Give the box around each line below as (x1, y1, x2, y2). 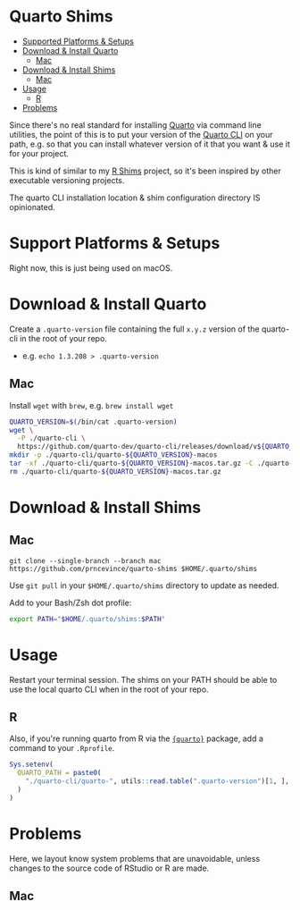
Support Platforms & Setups (9, 233, 221, 254)
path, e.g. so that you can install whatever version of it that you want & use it (9, 139, 290, 149)
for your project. (9, 147, 70, 158)
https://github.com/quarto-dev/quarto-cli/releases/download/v (17, 442, 257, 451)
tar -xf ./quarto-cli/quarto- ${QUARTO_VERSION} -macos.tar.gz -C (9, 459, 254, 468)
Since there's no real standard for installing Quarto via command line (9, 119, 262, 131)
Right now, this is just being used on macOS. (9, 262, 173, 274)
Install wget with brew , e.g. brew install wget (9, 400, 174, 410)
